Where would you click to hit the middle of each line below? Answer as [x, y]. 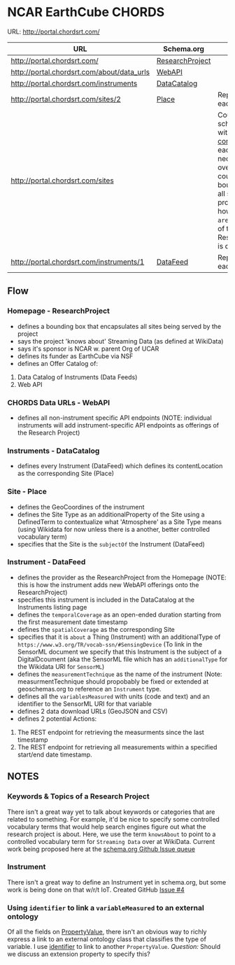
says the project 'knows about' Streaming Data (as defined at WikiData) [120, 341]
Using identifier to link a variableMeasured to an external [106, 908]
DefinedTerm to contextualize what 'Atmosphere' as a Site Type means [120, 521]
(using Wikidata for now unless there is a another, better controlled [113, 529]
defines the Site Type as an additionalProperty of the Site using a [111, 514]
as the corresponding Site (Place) [65, 474]
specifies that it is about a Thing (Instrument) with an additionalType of [119, 637]
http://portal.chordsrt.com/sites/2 [66, 99]
